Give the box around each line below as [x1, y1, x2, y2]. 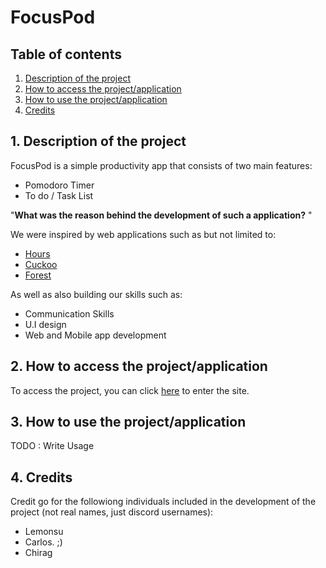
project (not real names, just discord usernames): [10, 506, 214, 518]
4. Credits [10, 469, 73, 486]
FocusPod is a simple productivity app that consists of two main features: [10, 159, 313, 171]
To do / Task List [24, 189, 94, 201]
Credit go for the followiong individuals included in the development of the [10, 496, 317, 508]
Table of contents [10, 46, 122, 63]
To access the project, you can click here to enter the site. [10, 384, 250, 396]
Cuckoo [24, 258, 58, 270]
